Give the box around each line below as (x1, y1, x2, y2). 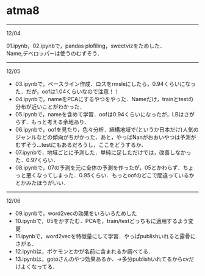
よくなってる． (20, 263, 59, 270)
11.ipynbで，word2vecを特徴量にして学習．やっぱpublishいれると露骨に (15, 232, 196, 239)
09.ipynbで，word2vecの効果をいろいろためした (15, 210, 137, 217)
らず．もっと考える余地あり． (15, 118, 90, 126)
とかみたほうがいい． (15, 179, 69, 186)
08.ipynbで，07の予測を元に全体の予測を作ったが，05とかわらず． (15, 164, 183, 171)
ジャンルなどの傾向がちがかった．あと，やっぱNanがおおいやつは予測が (15, 133, 196, 141)
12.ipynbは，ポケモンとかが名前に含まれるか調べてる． (15, 247, 154, 255)
